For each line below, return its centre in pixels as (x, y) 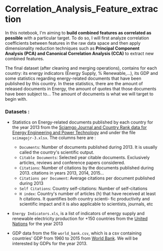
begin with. (16, 99)
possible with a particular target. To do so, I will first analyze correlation (77, 38)
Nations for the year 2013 (37, 224)
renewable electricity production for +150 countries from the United (80, 219)
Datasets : (18, 111)
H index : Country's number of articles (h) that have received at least (88, 194)
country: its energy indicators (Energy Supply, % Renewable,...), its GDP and (81, 73)
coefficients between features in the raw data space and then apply (73, 43)
